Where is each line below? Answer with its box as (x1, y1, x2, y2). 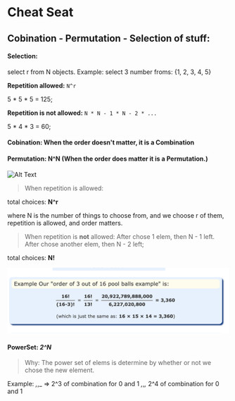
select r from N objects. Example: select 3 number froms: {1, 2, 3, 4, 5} (7, 68, 212, 76)
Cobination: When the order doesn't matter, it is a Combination (7, 138, 195, 147)
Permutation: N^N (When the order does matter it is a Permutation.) (7, 154, 209, 163)
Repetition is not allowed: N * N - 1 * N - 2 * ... (7, 109, 157, 117)
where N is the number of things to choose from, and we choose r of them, (7, 211, 224, 219)
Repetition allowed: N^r (7, 81, 77, 90)
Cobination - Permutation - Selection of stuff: (7, 32, 210, 44)
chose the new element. (24, 366, 95, 374)
